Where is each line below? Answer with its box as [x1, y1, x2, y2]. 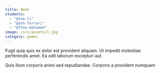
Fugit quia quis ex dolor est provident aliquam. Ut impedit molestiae [5, 47, 141, 54]
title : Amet [5, 7, 29, 12]
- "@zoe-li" [9, 16, 34, 21]
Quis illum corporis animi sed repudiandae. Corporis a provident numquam [5, 62, 156, 68]
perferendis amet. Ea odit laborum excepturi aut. [5, 53, 103, 58]
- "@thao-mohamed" [9, 25, 47, 30]
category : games [5, 35, 38, 39]
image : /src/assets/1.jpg [5, 30, 58, 35]
